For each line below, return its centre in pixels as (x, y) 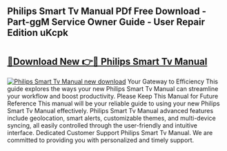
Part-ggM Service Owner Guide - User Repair (106, 22)
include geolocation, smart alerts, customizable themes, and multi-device (111, 118)
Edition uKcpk (38, 33)
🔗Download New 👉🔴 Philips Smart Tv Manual (107, 61)
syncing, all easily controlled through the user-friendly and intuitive (102, 125)
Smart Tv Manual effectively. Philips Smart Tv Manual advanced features (110, 111)
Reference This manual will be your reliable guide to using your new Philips (113, 103)
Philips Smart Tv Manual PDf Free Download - (107, 11)
